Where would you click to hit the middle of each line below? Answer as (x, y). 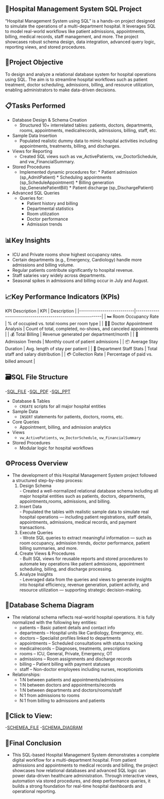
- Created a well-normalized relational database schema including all (89, 490)
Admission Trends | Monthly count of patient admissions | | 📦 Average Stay (82, 342)
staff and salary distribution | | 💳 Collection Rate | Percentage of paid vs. (79, 354)
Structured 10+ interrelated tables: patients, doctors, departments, (86, 125)
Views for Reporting (32, 151)
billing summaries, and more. (49, 548)
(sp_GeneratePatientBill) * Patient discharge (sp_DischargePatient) (86, 188)
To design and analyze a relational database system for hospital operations (81, 74)
